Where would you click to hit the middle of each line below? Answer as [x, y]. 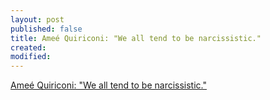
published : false [46, 29]
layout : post [37, 19]
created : [28, 47]
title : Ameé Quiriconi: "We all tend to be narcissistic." [136, 38]
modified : [31, 57]
